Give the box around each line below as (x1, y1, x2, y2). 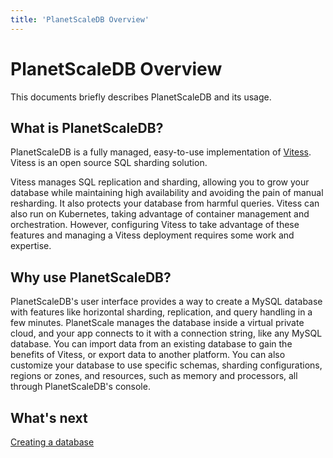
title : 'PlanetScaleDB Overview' (10, 14, 150, 25)
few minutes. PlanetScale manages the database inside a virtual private (10, 317, 305, 329)
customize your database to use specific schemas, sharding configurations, (10, 359, 323, 371)
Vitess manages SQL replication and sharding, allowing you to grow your (10, 176, 310, 188)
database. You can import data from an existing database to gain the (10, 338, 293, 350)
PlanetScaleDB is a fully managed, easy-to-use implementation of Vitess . (10, 146, 312, 158)
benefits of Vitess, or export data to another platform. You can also (10, 349, 286, 361)
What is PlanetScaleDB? (10, 119, 164, 136)
